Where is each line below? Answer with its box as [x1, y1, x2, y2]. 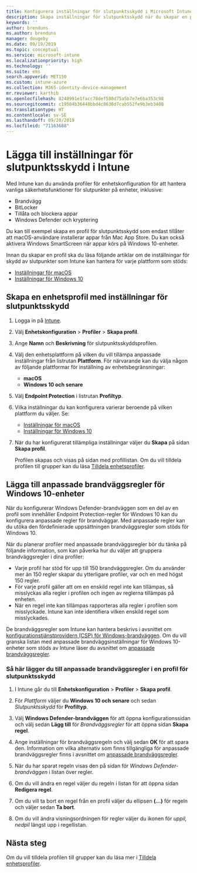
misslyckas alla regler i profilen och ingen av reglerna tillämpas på [14, 589, 174, 596]
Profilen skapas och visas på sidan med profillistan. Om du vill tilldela [14, 456, 182, 463]
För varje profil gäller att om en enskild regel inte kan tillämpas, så [14, 583, 174, 590]
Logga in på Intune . [14, 317, 62, 324]
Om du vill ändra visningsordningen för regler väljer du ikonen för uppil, [14, 815, 187, 822]
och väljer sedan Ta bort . [14, 803, 76, 810]
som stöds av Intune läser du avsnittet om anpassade [26, 644, 155, 651]
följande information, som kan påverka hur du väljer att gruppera [6, 547, 162, 554]
